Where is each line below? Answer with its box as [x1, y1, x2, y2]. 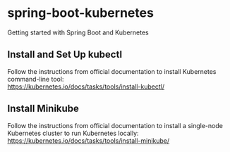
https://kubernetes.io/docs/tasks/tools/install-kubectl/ [7, 82, 164, 91]
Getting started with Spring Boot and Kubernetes [7, 28, 150, 37]
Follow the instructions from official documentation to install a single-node [7, 121, 224, 129]
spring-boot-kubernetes [7, 5, 154, 21]
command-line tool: [7, 75, 64, 83]
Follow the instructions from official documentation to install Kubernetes [7, 67, 217, 75]
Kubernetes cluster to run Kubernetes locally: [7, 129, 139, 137]
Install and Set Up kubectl [7, 49, 122, 61]
